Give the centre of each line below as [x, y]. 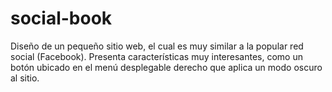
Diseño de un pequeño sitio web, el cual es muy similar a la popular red [157, 46]
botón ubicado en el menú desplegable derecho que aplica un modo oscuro [166, 67]
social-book [61, 18]
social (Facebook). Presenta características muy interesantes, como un [157, 56]
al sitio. [25, 78]
